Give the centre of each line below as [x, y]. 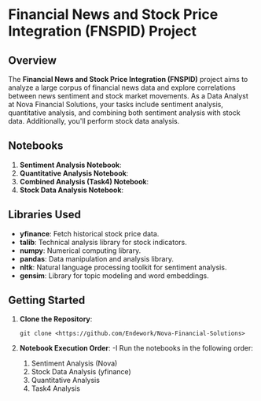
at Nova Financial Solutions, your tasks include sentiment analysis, [116, 104]
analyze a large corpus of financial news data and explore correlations [122, 87]
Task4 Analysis [56, 388]
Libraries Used [44, 215]
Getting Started [47, 301]
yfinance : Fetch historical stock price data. [89, 233]
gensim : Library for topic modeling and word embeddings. [114, 275]
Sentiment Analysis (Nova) [74, 363]
